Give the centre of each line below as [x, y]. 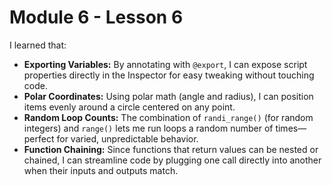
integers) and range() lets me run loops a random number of [148, 128]
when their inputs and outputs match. [101, 170]
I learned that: [38, 45]
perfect [39, 138]
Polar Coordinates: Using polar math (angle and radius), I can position [168, 96]
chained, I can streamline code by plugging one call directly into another [172, 160]
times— [291, 128]
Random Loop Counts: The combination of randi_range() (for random [168, 117]
